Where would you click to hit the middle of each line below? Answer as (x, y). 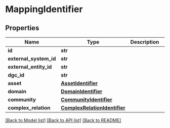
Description (145, 42)
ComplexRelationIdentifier (93, 108)
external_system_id (32, 59)
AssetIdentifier (79, 83)
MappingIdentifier (44, 9)
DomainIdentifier (81, 91)
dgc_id (16, 75)
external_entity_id (30, 67)
